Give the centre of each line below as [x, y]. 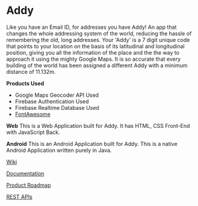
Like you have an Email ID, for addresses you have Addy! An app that [91, 27]
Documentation [25, 173]
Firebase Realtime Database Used [57, 108]
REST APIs [20, 196]
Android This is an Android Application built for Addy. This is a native [92, 144]
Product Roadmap [29, 185]
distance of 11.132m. [31, 71]
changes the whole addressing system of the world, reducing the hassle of [99, 33]
